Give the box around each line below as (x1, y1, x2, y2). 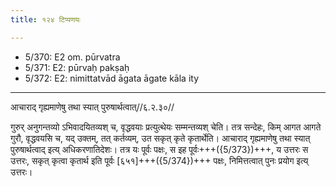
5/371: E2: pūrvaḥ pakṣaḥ (24, 61, 130, 73)
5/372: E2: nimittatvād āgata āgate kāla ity (24, 72, 200, 84)
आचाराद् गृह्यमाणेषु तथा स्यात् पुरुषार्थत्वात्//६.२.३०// (10, 101, 175, 113)
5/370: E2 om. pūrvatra (24, 51, 121, 63)
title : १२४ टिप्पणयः (10, 14, 81, 25)
